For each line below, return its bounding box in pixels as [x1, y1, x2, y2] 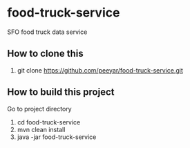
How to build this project [7, 86, 115, 98]
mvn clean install [17, 125, 66, 133]
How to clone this [7, 48, 84, 59]
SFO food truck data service [7, 28, 88, 36]
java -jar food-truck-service [17, 133, 97, 141]
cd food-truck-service [17, 118, 81, 126]
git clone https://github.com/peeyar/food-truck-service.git [17, 66, 183, 74]
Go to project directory [7, 104, 72, 113]
